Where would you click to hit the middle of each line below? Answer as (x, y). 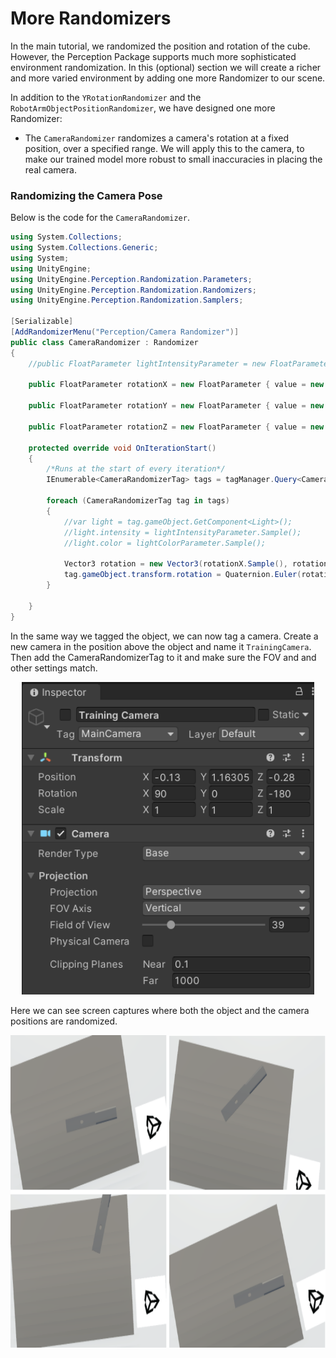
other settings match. (54, 668)
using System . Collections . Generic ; (84, 248)
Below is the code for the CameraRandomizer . (100, 218)
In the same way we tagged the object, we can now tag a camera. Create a (164, 636)
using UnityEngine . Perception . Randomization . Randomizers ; (133, 290)
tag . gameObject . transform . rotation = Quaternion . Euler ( (182, 575)
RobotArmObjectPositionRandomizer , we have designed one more (143, 108)
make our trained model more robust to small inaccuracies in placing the (173, 159)
